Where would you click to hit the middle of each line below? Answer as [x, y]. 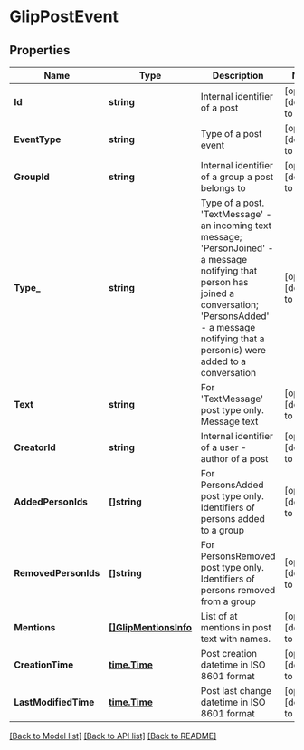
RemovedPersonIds [57, 573]
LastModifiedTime [54, 702]
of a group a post [237, 177]
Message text [229, 421]
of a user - [223, 447]
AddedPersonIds [51, 502]
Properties [40, 50]
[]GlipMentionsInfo [150, 627]
